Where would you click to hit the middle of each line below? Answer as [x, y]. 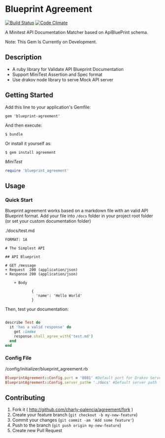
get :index [25, 332]
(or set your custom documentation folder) [48, 221]
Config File [18, 358]
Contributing [25, 398]
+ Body [21, 283]
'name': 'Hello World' [59, 296]
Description [23, 57]
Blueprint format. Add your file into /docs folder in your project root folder [79, 216]
